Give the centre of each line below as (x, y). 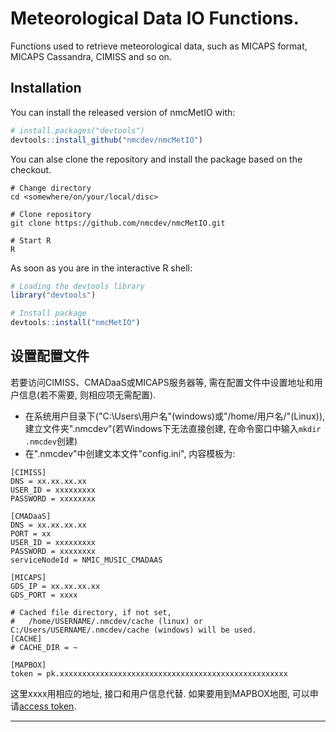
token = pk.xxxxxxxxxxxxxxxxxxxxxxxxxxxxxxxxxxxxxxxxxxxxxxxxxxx (149, 673)
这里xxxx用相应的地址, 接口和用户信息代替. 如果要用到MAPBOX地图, (150, 693)
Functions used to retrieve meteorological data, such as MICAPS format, (159, 46)
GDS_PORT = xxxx (44, 595)
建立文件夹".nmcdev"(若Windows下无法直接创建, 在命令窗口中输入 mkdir (173, 428)
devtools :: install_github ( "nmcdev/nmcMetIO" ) (106, 140)
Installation (46, 88)
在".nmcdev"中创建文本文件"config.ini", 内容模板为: (130, 453)
